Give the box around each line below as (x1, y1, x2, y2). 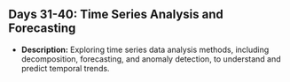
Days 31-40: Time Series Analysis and (8, 7, 223, 22)
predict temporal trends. (20, 63, 110, 73)
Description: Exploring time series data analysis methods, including (20, 44, 270, 55)
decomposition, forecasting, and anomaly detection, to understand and (20, 53, 281, 64)
